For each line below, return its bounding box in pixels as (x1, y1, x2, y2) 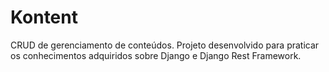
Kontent (10, 6, 78, 29)
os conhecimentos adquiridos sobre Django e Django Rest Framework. (10, 49, 302, 61)
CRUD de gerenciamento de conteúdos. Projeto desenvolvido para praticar (10, 39, 320, 51)
